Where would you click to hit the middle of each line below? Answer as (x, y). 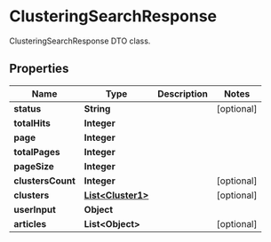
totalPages (37, 152)
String (97, 108)
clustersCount (44, 181)
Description (183, 93)
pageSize (34, 166)
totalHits (32, 123)
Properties (39, 69)
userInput (35, 209)
